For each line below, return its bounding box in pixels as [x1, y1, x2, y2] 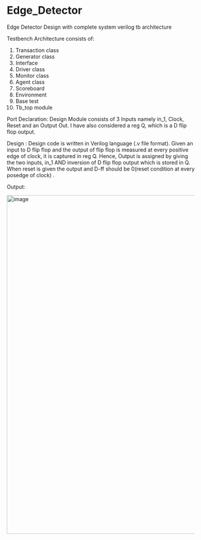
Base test [15, 97, 39, 105]
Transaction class [15, 46, 59, 54]
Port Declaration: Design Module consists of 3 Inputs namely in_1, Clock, [7, 115, 184, 123]
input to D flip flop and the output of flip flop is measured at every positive [7, 146, 188, 153]
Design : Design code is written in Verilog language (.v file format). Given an [7, 139, 193, 147]
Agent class [15, 78, 45, 86]
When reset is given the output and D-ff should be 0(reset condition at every [7, 165, 195, 172]
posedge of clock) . [7, 171, 55, 178]
